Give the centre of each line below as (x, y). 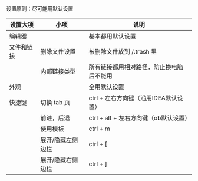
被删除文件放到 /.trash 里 (123, 52)
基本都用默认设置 (113, 36)
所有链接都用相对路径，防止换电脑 (136, 67)
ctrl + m (99, 129)
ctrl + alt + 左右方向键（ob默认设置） (140, 118)
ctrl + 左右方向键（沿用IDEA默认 (133, 98)
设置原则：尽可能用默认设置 (40, 9)
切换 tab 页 (55, 102)
